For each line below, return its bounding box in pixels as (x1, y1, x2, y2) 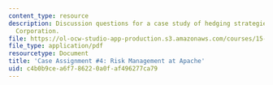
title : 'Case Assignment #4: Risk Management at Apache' (8, 57, 206, 66)
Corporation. (15, 27, 60, 35)
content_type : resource (8, 11, 89, 20)
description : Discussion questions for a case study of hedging (8, 19, 231, 28)
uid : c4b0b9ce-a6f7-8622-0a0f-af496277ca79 (8, 65, 158, 73)
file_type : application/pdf (8, 42, 104, 50)
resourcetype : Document (8, 49, 89, 57)
